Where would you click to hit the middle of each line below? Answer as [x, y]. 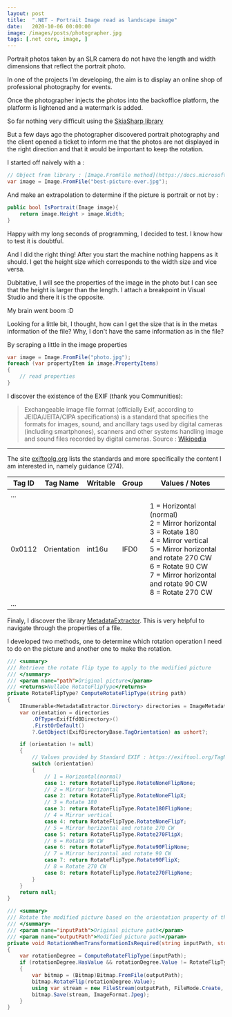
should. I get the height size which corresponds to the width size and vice [112, 262]
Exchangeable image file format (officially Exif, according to [109, 409]
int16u [97, 549]
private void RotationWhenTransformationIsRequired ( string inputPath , [111, 943]
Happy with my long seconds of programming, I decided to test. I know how [115, 234]
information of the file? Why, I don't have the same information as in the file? [116, 331]
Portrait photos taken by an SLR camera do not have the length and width [112, 59]
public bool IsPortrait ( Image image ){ [63, 207]
